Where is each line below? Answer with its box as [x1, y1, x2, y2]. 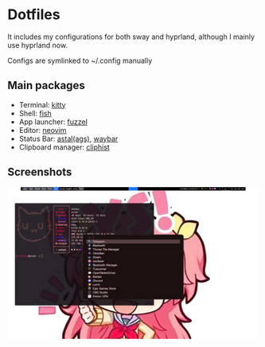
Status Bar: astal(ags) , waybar [18, 134, 119, 143]
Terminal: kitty [18, 99, 66, 109]
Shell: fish [18, 108, 53, 118]
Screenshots [7, 166, 72, 179]
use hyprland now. [7, 40, 68, 49]
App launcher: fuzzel [18, 117, 88, 127]
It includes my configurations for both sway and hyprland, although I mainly [7, 32, 255, 41]
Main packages [7, 79, 85, 92]
